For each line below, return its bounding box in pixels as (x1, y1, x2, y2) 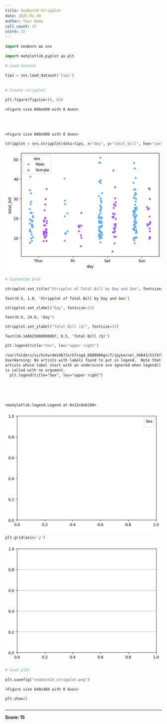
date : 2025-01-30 (5, 13, 41, 18)
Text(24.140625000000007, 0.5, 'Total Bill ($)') (5, 334, 110, 339)
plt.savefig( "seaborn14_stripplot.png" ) (5, 677, 90, 683)
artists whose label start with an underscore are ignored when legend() (5, 363, 162, 368)
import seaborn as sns (5, 44, 52, 49)
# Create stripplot (5, 88, 46, 93)
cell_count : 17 (5, 24, 37, 29)
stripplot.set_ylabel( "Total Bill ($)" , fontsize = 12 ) (5, 324, 119, 329)
